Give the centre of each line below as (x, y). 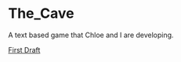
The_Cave (41, 14)
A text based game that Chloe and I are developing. (91, 35)
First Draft (24, 50)
